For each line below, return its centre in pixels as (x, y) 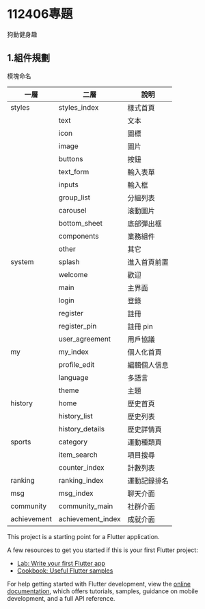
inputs (68, 184)
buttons (71, 158)
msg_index (76, 493)
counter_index (81, 467)
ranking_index (81, 480)
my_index (73, 352)
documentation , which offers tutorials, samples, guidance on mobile (102, 591)
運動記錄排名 (148, 481)
